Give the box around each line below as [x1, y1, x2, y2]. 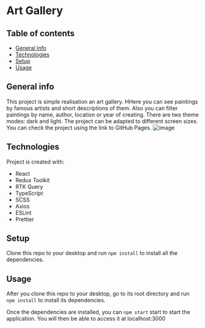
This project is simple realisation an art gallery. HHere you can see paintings [6, 97, 198, 105]
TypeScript [15, 189, 43, 197]
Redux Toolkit [15, 176, 50, 184]
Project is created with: [6, 158, 65, 166]
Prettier [15, 215, 34, 223]
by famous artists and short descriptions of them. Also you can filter [6, 104, 178, 112]
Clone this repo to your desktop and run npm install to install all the [6, 250, 178, 257]
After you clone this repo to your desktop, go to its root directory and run [6, 290, 190, 297]
